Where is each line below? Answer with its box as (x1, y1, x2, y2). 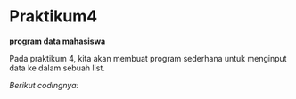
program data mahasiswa (9, 36, 106, 46)
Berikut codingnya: (9, 79, 79, 90)
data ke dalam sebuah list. (9, 62, 105, 73)
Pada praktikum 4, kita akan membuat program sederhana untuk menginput (9, 53, 287, 63)
